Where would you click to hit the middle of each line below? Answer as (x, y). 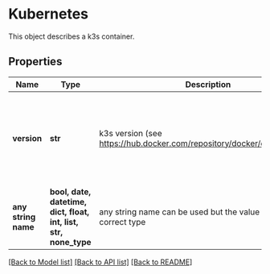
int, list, (64, 222)
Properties (35, 62)
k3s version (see (131, 133)
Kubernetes (49, 14)
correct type (123, 222)
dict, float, (70, 212)
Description (208, 84)
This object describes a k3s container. (72, 36)
